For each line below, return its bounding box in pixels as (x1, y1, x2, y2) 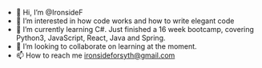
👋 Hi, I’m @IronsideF (15, 8, 83, 17)
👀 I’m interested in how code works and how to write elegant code (15, 16, 235, 26)
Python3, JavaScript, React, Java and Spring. (15, 33, 166, 42)
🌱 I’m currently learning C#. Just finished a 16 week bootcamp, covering (15, 25, 255, 34)
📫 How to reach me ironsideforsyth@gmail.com (15, 50, 175, 60)
